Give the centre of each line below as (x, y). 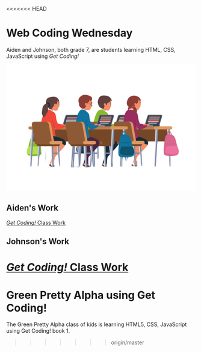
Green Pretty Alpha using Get (81, 295)
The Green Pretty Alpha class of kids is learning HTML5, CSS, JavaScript (97, 324)
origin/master (128, 342)
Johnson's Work (38, 241)
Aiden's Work (32, 208)
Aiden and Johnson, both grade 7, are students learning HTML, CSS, (91, 49)
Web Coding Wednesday (70, 33)
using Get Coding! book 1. (38, 331)
